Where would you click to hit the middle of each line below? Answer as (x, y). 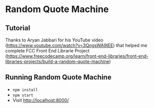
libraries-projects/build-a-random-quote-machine (57, 61)
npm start (23, 95)
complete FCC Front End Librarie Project (47, 51)
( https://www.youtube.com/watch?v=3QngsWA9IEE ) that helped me (76, 45)
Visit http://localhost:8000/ (41, 100)
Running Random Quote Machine (58, 77)
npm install (25, 90)
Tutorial (18, 28)
